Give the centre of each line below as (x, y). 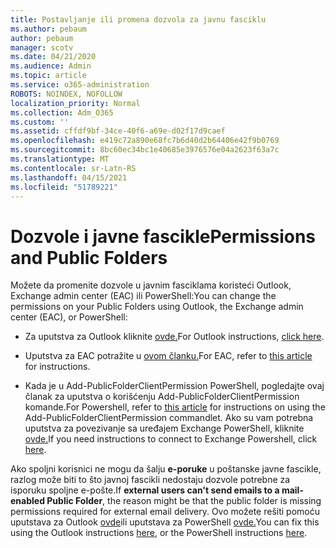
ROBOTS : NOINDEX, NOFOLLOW (66, 94)
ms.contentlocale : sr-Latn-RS (73, 168)
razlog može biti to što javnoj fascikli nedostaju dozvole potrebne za (150, 480)
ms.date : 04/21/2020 (53, 57)
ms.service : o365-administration (80, 85)
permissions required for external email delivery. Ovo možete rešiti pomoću (165, 512)
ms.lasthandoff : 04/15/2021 (69, 177)
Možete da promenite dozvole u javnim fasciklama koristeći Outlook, (151, 285)
